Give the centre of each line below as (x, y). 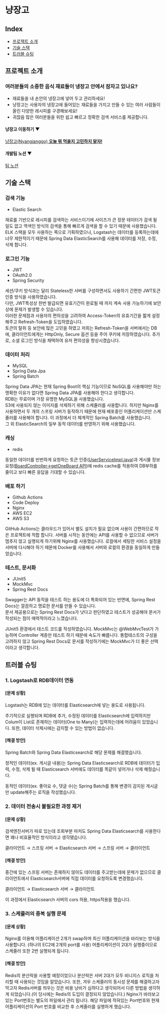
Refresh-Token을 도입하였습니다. (51, 322)
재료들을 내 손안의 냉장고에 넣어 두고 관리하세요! (58, 98)
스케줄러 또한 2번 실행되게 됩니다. (38, 951)
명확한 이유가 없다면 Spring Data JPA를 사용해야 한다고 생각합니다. (70, 393)
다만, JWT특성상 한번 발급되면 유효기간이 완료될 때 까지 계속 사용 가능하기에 (79, 303)
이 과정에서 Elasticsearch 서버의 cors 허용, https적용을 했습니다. (68, 900)
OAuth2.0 (22, 275)
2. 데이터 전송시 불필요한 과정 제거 (43, 806)
